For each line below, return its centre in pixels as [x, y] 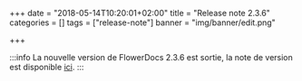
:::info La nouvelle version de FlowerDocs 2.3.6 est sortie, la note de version [151, 57]
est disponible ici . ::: [47, 67]
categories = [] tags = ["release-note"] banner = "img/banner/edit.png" [143, 22]
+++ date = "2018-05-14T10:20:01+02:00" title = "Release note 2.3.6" [140, 13]
